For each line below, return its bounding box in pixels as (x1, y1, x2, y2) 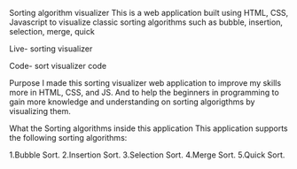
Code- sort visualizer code (9, 61, 107, 71)
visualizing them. (9, 106, 71, 116)
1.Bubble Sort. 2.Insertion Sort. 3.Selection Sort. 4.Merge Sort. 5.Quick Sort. (9, 150, 285, 160)
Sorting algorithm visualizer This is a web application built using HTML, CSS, (9, 8, 289, 18)
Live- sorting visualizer (9, 43, 93, 54)
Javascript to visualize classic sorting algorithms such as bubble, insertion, (9, 17, 284, 27)
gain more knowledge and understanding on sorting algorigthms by (9, 96, 255, 107)
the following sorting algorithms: (9, 133, 128, 142)
